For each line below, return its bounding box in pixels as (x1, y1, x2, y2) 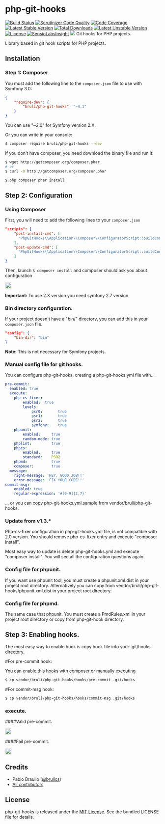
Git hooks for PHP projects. (76, 30, 132, 36)
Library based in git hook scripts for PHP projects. (5, 40, 107, 46)
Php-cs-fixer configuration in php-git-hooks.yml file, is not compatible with (5, 529, 157, 535)
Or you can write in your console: (5, 132, 73, 137)
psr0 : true (31, 409, 67, 414)
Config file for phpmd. (5, 600, 59, 607)
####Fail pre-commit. (5, 738, 50, 744)
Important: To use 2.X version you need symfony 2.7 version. (5, 293, 130, 299)
